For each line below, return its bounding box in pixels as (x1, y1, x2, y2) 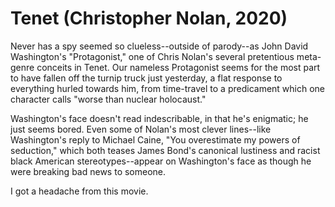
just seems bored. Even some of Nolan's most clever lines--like (10, 123, 272, 135)
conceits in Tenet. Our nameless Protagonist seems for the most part (36, 61, 321, 73)
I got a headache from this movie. (10, 185, 149, 197)
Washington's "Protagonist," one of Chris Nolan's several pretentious (10, 50, 295, 62)
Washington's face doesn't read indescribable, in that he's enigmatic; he (10, 112, 309, 124)
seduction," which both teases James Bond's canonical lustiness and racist (10, 144, 321, 156)
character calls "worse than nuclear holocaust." (10, 93, 207, 105)
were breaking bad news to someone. (10, 165, 167, 177)
